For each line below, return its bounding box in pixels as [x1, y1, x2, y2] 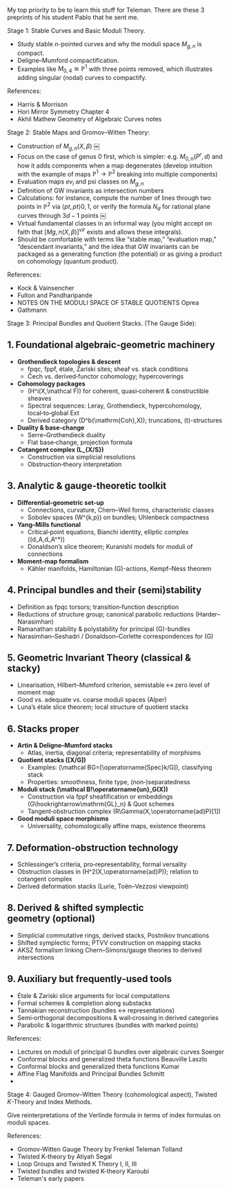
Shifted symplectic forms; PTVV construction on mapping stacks [17, 938, 201, 947]
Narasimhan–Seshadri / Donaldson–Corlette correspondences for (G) [17, 632, 214, 640]
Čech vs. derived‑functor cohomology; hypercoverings [27, 372, 184, 380]
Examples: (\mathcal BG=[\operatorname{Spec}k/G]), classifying [27, 763, 212, 772]
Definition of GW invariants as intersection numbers [17, 186, 164, 194]
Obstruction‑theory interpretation [27, 460, 122, 468]
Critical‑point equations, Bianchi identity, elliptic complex [27, 528, 189, 536]
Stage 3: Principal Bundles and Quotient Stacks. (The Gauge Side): [7, 319, 197, 328]
